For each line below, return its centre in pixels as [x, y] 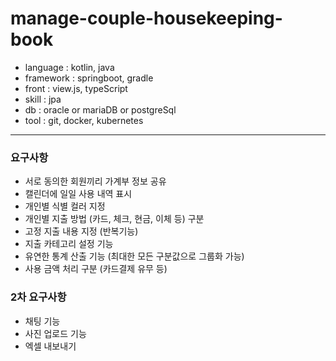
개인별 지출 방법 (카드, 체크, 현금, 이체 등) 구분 [114, 219]
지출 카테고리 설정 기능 [69, 244]
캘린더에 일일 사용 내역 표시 [78, 194]
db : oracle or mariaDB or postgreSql [100, 109]
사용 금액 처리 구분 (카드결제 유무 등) [96, 269]
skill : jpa [43, 99]
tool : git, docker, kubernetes [84, 120]
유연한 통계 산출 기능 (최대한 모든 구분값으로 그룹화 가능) [134, 256]
